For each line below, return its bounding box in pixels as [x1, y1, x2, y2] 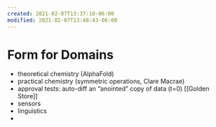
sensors [17, 99, 41, 108]
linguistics [17, 107, 47, 115]
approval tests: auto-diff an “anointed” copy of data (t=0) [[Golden [17, 84, 210, 93]
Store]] [17, 92, 38, 100]
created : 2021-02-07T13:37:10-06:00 [7, 10, 114, 17]
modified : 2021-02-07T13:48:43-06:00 [7, 17, 118, 24]
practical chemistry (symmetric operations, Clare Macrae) [17, 77, 185, 86]
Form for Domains [7, 47, 114, 63]
